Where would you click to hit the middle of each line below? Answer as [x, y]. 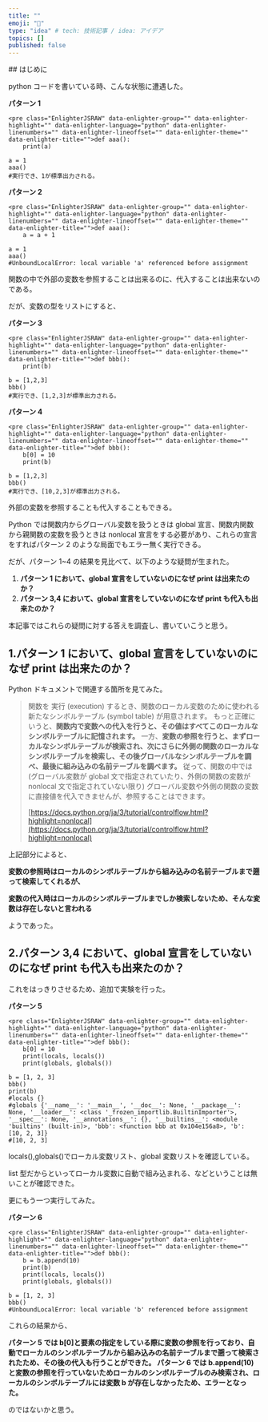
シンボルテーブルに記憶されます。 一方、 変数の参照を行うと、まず [137, 736]
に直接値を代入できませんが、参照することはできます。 [118, 796]
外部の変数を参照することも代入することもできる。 [92, 508]
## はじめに [28, 70]
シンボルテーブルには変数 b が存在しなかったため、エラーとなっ [141, 1382]
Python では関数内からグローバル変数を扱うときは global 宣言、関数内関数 [131, 525]
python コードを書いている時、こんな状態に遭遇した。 [98, 87]
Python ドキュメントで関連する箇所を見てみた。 [88, 689]
